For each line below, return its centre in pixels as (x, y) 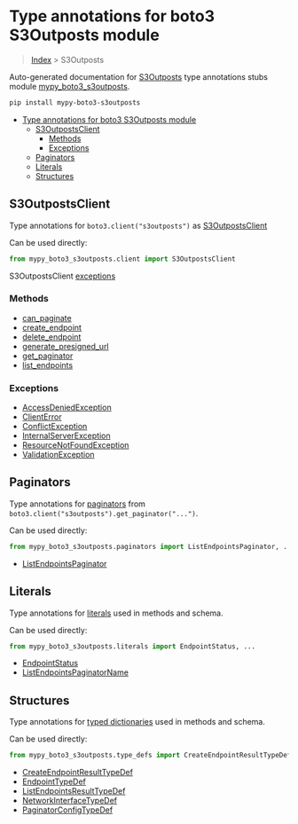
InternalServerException (66, 436)
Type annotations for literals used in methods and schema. (116, 613)
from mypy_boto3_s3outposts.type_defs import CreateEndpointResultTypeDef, (152, 756)
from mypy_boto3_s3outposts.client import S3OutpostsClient (123, 259)
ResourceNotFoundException (75, 445)
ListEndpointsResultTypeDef (74, 791)
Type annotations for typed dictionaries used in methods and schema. (137, 722)
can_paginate (47, 318)
